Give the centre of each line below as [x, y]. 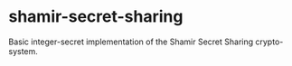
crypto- [269, 42]
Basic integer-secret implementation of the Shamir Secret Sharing [131, 42]
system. [23, 51]
